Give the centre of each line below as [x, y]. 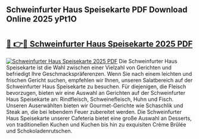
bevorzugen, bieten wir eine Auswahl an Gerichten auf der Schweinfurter [96, 93]
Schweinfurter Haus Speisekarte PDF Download [97, 10]
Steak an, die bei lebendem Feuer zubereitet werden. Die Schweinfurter [94, 112]
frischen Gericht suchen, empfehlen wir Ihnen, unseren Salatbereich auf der [99, 80]
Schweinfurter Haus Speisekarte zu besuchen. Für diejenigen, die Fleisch [96, 87]
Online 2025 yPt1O [42, 19]
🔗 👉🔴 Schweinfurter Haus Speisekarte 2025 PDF [99, 44]
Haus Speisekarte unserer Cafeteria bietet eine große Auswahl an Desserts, [99, 118]
